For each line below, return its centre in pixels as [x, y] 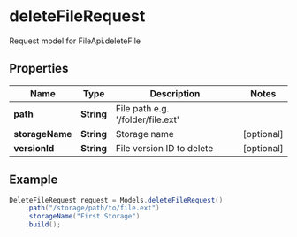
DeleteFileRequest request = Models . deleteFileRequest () [116, 200]
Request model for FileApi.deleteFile [75, 41]
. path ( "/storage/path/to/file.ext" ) [93, 208]
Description [175, 93]
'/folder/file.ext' [147, 119]
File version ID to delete [164, 148]
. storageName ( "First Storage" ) [83, 217]
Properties [39, 69]
